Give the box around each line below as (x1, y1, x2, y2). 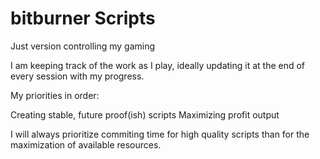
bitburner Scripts (10, 7, 156, 30)
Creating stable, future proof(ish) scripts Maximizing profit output (10, 108, 280, 121)
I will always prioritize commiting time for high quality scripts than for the (10, 128, 310, 140)
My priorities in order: (10, 89, 100, 101)
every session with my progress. (10, 70, 145, 82)
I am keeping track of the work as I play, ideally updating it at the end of (10, 59, 306, 71)
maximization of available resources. (10, 138, 162, 151)
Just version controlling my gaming (10, 40, 156, 52)
